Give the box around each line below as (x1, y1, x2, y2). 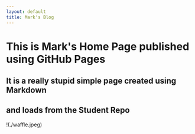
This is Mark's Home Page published (6, 40, 190, 53)
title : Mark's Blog (6, 14, 54, 20)
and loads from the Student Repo (6, 105, 130, 116)
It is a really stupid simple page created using (6, 76, 177, 86)
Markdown (6, 85, 47, 95)
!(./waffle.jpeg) (6, 121, 43, 128)
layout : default (6, 8, 46, 15)
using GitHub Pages (6, 52, 106, 66)
